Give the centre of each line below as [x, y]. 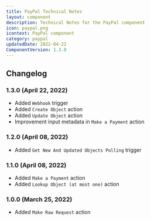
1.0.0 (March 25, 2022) [39, 199]
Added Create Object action [49, 109]
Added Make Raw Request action [52, 212]
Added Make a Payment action [50, 178]
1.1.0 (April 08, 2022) [36, 165]
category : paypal [27, 39]
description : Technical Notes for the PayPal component [75, 22]
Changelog [27, 74]
